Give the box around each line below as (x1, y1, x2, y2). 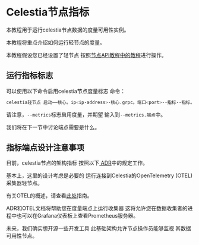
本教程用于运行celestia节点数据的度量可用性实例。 (6, 26, 129, 33)
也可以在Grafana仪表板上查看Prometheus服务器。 (16, 212, 139, 219)
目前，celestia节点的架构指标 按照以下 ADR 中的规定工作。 (6, 159, 149, 167)
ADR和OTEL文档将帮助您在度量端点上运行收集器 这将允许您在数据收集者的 (6, 205, 188, 212)
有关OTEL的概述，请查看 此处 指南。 (6, 192, 93, 199)
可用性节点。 (6, 233, 37, 240)
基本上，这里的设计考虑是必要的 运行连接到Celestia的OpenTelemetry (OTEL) (6, 172, 193, 179)
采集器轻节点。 (6, 180, 43, 187)
